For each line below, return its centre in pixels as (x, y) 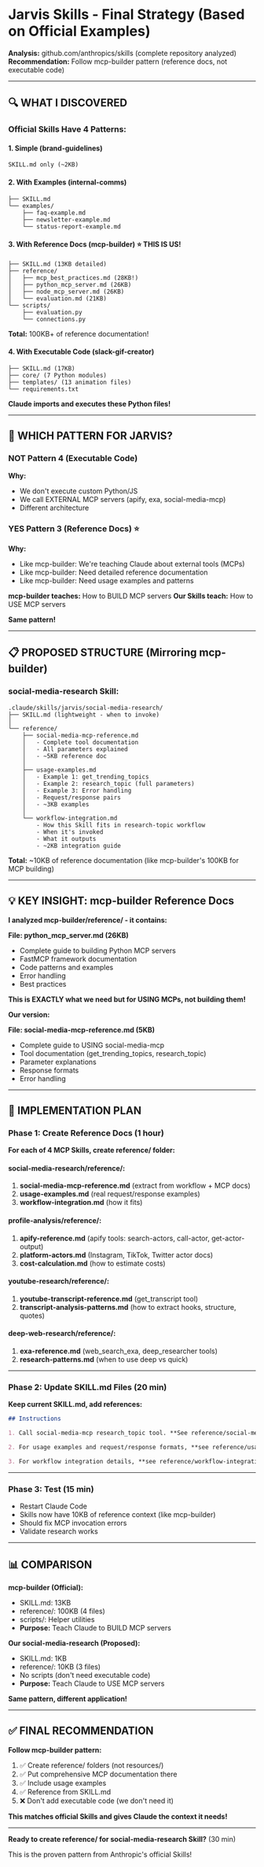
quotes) (32, 1315)
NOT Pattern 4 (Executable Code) (73, 459)
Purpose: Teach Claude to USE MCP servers (92, 1683)
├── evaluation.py (52, 312)
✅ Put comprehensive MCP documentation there (98, 1774)
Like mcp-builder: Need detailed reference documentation (114, 572)
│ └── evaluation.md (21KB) (58, 298)
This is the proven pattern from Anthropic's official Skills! (100, 1854)
